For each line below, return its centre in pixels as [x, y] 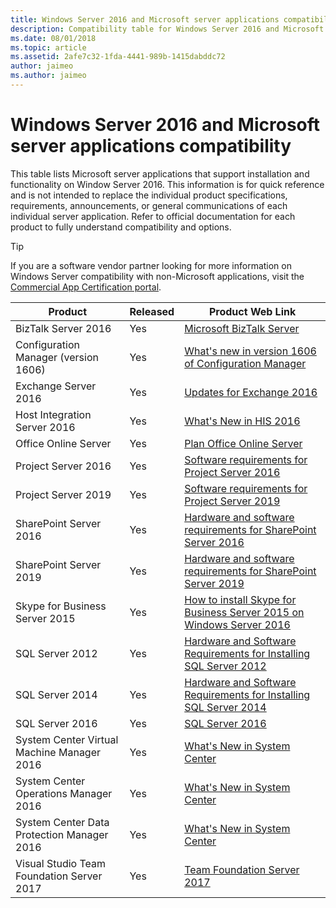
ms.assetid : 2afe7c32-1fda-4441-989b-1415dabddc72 [118, 57]
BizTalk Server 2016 [63, 328]
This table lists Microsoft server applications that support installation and [160, 173]
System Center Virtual [67, 739]
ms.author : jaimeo [48, 76]
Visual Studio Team [61, 863]
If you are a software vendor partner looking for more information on [151, 265]
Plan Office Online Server [243, 443]
